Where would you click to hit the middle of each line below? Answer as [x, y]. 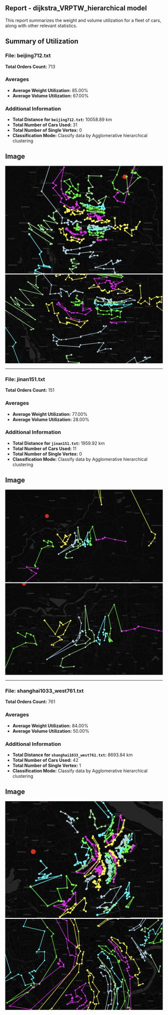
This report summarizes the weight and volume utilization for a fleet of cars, [83, 20]
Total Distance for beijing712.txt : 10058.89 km [62, 120]
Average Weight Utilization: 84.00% [50, 726]
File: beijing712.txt [28, 56]
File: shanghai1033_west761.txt [44, 691]
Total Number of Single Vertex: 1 [47, 765]
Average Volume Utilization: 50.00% [51, 731]
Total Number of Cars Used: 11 [44, 448]
